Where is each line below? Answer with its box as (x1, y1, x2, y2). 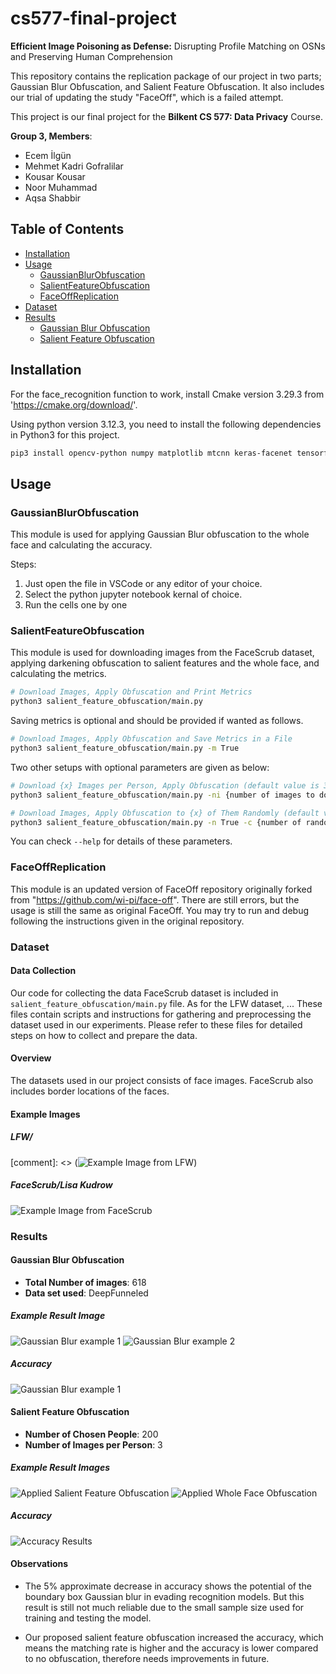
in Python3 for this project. (10, 428, 120, 441)
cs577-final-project (10, 7, 177, 30)
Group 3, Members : (10, 130, 93, 142)
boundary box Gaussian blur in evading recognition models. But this (24, 1590, 305, 1602)
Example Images (10, 1108, 81, 1120)
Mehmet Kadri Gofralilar (24, 160, 124, 172)
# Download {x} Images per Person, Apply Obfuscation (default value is (10, 780, 320, 791)
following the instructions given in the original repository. (10, 915, 245, 927)
